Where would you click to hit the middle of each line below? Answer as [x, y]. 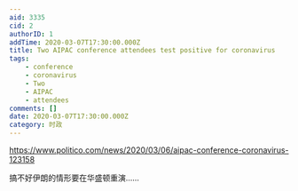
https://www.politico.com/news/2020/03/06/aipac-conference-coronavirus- [149, 150]
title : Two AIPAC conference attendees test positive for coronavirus [142, 51]
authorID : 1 [31, 34]
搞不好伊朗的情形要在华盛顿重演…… [74, 178]
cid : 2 [21, 26]
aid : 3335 [27, 17]
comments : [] [33, 108]
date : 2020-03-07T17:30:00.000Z [69, 116]
